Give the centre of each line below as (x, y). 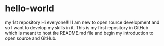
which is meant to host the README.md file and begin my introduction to (79, 33)
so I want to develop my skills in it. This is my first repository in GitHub (77, 27)
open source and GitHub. (31, 38)
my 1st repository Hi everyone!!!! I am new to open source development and (82, 22)
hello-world (30, 9)
